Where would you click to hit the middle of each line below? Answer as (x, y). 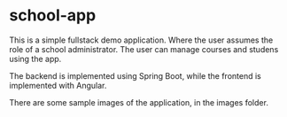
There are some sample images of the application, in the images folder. (139, 102)
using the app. (35, 58)
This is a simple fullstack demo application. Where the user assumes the (141, 40)
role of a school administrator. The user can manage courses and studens (144, 49)
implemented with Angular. (58, 85)
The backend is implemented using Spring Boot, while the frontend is (135, 75)
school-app (53, 16)
